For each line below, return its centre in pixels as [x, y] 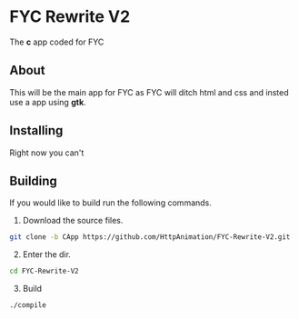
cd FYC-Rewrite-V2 [44, 271]
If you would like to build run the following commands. [110, 203]
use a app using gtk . [48, 102]
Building [33, 180]
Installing [36, 130]
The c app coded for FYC [57, 42]
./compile [28, 305]
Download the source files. [73, 221]
